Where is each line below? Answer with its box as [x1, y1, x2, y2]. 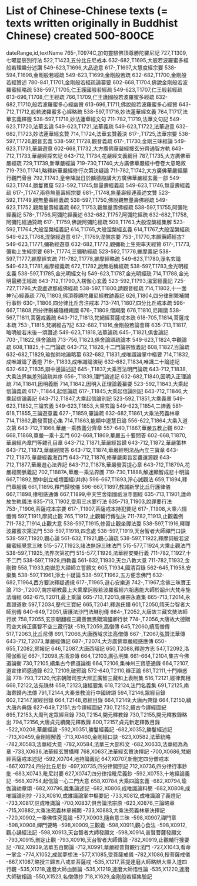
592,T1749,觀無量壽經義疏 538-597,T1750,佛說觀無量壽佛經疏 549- [6, 196, 168, 204]
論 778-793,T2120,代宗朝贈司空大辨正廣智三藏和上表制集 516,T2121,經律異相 [6, 674, 191, 681]
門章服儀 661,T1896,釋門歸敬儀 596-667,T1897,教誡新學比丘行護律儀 [6, 483, 171, 490]
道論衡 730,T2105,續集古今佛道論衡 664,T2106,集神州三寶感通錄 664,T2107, [6, 659, 189, 667]
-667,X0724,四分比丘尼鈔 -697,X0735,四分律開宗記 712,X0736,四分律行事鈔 [6, 762, 188, 770]
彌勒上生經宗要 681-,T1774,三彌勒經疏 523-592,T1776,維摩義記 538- [6, 248, 172, 255]
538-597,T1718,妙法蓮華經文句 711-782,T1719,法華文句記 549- [33, 115, 182, 122]
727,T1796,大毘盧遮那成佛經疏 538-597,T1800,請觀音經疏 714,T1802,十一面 [6, 284, 187, 292]
